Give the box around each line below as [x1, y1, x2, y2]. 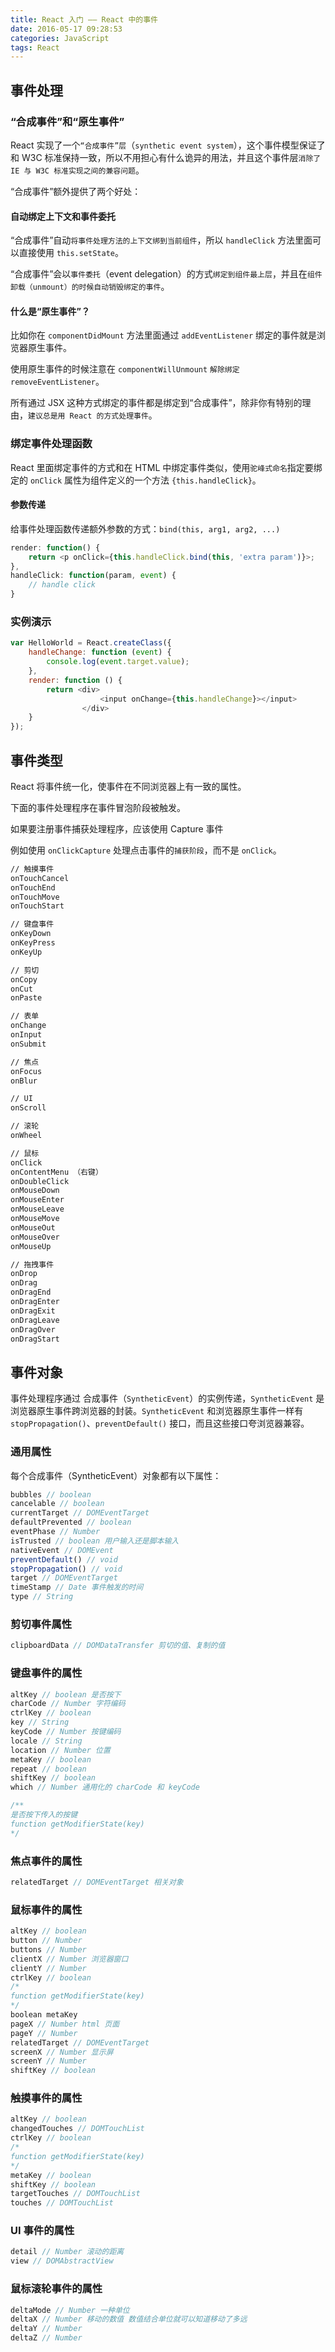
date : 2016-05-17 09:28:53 [10, 24, 123, 34]
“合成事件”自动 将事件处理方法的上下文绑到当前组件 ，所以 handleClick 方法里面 [10, 234, 313, 246]
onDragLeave [10, 1315, 60, 1325]
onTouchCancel [10, 873, 70, 883]
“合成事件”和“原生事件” [10, 114, 125, 128]
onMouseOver [10, 1232, 60, 1242]
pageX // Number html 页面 [10, 2019, 120, 2029]
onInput [10, 1030, 43, 1040]
